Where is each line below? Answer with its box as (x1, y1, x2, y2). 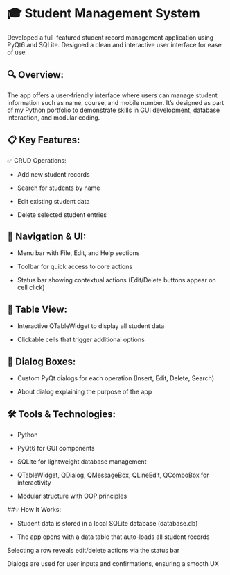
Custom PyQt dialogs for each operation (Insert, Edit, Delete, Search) (17, 374, 215, 382)
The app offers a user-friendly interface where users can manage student (7, 91, 218, 99)
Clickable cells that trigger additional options (17, 335, 145, 344)
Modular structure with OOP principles (17, 492, 127, 500)
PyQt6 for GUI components (17, 444, 95, 452)
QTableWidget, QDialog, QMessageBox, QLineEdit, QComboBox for (17, 471, 209, 479)
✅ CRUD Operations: (7, 156, 67, 164)
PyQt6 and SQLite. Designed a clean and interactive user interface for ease (7, 40, 222, 49)
